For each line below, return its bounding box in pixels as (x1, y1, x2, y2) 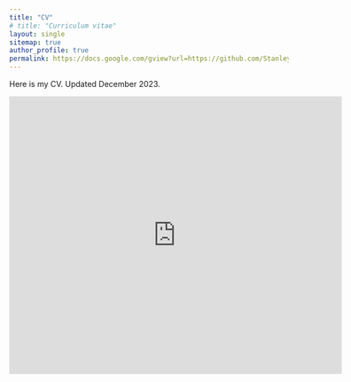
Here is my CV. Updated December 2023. (9, 79, 161, 89)
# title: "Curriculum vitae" (9, 21, 117, 30)
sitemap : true (9, 37, 62, 47)
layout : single (9, 29, 66, 38)
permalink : (9, 54, 50, 63)
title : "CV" (9, 12, 53, 22)
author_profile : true (9, 46, 90, 55)
